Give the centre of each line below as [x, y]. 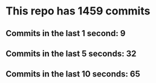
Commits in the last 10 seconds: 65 [73, 74]
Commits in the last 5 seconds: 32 [71, 53]
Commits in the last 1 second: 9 [66, 33]
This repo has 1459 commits [78, 11]
